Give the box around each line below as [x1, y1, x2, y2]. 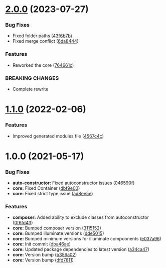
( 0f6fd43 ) [12, 220, 33, 226]
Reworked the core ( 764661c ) [12, 62, 74, 68]
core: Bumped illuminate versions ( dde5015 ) [12, 230, 104, 236]
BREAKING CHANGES [5, 74, 59, 81]
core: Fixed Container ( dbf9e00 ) [12, 185, 80, 191]
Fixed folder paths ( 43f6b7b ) [12, 33, 73, 39]
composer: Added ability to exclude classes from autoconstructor [12, 214, 149, 220]
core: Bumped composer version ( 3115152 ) [12, 225, 101, 231]
